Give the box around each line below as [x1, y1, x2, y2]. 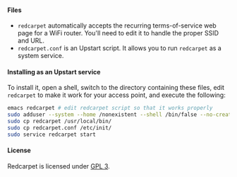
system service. [17, 52, 64, 60]
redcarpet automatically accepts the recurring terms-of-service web [17, 21, 217, 30]
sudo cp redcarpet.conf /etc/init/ [7, 125, 112, 132]
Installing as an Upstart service [7, 67, 101, 76]
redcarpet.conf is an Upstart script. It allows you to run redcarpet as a [17, 44, 222, 52]
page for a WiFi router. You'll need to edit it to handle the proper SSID [17, 29, 219, 38]
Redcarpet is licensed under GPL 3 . [7, 161, 111, 170]
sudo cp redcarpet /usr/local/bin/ [7, 118, 112, 125]
